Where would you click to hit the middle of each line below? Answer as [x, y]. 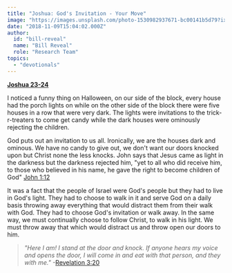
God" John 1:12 [29, 177]
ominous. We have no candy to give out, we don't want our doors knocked [113, 148]
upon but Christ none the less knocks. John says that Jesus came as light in [115, 155]
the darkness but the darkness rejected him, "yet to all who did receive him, [115, 162]
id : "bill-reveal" [40, 39]
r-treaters [21, 120]
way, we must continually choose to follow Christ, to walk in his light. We [110, 220]
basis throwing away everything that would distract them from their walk [110, 205]
